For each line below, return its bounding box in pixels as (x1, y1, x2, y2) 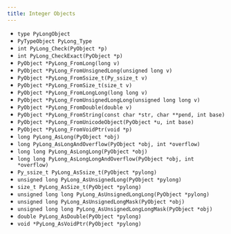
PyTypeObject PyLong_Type (17, 37, 92, 45)
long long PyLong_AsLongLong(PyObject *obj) (17, 148, 148, 155)
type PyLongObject (17, 30, 71, 37)
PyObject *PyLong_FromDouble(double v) (17, 104, 133, 111)
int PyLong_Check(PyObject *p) (17, 45, 108, 52)
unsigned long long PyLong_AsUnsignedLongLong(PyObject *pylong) (17, 191, 210, 198)
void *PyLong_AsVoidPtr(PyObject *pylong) (17, 220, 142, 227)
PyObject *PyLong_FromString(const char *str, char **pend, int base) (17, 111, 225, 118)
